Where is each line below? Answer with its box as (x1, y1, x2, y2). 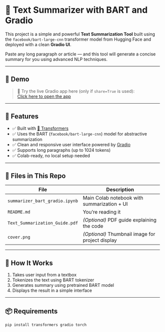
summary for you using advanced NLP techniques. (5, 56, 108, 62)
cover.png (7, 234, 30, 240)
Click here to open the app (17, 93, 71, 99)
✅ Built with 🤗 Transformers (12, 125, 69, 131)
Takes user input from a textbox (12, 272, 77, 278)
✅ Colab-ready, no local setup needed (12, 152, 90, 159)
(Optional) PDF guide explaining (82, 217, 157, 223)
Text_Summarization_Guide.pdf (7, 221, 79, 226)
